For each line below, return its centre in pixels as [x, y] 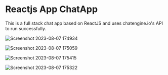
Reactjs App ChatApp [51, 9]
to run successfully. [26, 28]
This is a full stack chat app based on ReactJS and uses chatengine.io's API [84, 23]
